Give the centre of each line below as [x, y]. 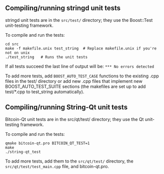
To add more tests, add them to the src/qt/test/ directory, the [69, 161]
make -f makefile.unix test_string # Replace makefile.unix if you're [81, 48]
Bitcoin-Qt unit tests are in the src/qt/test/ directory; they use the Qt [75, 119]
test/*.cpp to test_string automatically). [45, 92]
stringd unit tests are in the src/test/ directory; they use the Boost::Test [79, 20]
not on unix [17, 53]
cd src [12, 44]
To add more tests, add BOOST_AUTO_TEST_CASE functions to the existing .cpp [82, 76]
